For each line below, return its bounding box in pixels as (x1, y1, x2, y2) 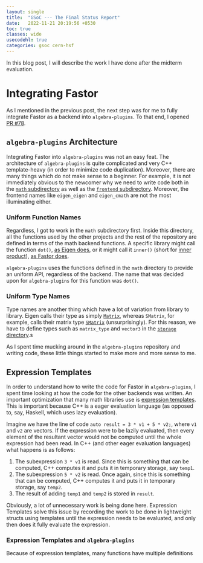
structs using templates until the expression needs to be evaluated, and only (6, 515, 196, 522)
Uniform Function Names (6, 213, 82, 221)
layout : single (6, 8, 45, 15)
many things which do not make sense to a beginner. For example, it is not (6, 172, 192, 179)
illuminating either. (6, 198, 53, 205)
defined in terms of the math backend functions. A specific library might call (6, 239, 196, 246)
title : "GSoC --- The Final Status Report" (6, 14, 120, 21)
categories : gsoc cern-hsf (6, 43, 74, 49)
